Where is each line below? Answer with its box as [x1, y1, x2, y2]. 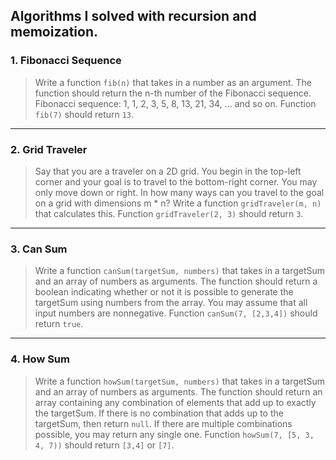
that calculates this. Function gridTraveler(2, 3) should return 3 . [34, 207, 304, 219]
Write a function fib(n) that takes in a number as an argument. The [34, 76, 312, 88]
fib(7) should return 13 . [34, 108, 135, 120]
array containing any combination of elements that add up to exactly [34, 396, 317, 408]
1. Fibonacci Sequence [10, 54, 122, 68]
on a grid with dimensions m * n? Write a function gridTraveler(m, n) [34, 197, 322, 209]
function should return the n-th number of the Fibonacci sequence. [34, 87, 312, 99]
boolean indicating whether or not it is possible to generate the [34, 286, 294, 298]
